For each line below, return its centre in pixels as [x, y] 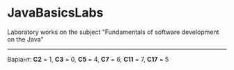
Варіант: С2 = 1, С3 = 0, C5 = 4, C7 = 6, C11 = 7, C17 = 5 [88, 59]
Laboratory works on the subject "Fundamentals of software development [113, 32]
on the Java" [25, 39]
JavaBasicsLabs [55, 13]
